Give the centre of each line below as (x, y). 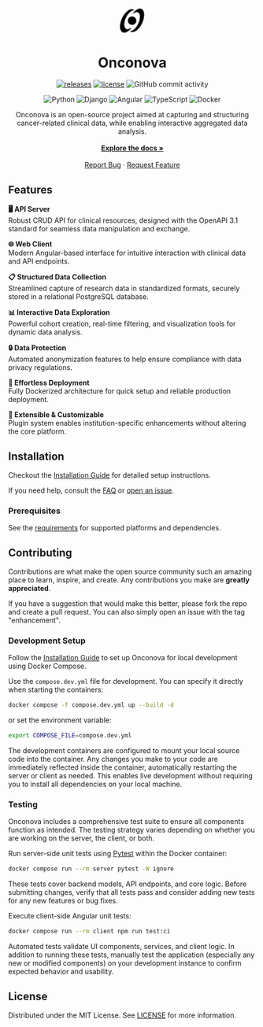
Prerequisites (34, 511)
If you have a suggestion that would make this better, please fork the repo (128, 604)
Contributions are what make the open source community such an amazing (130, 572)
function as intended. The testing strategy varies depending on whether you (132, 830)
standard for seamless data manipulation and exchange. (99, 229)
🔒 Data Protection (37, 348)
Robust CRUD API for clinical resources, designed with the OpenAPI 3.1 (123, 220)
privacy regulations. (40, 368)
